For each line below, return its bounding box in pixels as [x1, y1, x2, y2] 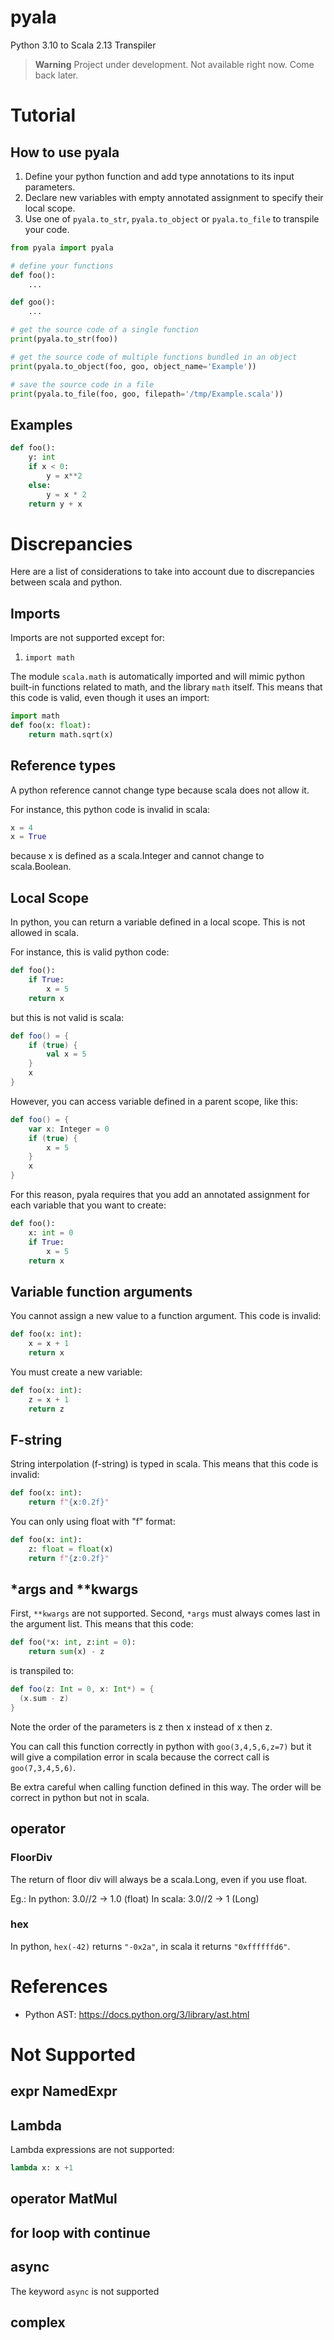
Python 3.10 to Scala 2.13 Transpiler [10, 39, 157, 51]
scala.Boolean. [10, 861, 72, 873]
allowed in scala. [10, 927, 79, 939]
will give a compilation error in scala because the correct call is [10, 1751, 270, 1763]
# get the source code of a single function [10, 325, 199, 335]
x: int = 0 [28, 1227, 74, 1238]
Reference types [10, 757, 117, 775]
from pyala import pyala [10, 242, 114, 253]
